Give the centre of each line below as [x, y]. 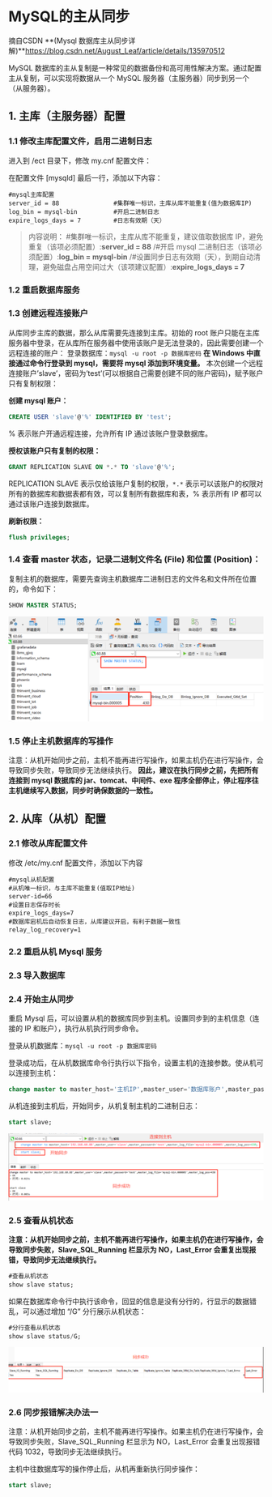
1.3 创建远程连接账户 [49, 313]
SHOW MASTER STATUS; [43, 605]
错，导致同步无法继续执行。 [55, 1260]
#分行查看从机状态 [34, 1328]
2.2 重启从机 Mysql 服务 [55, 951]
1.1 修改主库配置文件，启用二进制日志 [80, 141]
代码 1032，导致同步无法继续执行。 [67, 1452]
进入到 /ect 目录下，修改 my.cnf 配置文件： [80, 160]
